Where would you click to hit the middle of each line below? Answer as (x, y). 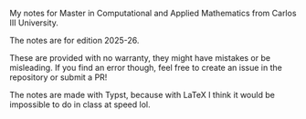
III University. (34, 23)
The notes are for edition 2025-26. (74, 40)
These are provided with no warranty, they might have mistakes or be (140, 58)
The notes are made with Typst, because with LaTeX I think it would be (142, 95)
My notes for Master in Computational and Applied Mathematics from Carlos (153, 13)
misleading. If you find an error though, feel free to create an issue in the (146, 68)
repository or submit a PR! (58, 77)
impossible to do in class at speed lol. (80, 104)
